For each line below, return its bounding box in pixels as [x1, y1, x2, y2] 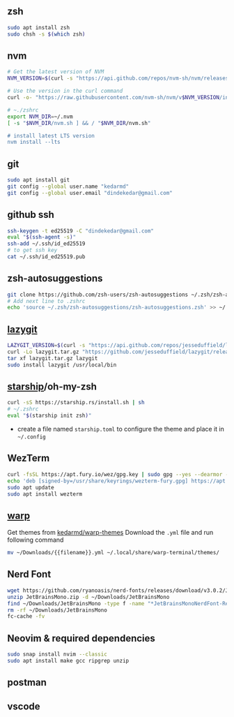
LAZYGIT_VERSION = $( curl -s [7, 342, 86, 349]
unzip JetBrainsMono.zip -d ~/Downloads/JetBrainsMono [7, 593, 170, 600]
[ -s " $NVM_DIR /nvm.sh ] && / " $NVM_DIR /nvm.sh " [7, 119, 151, 126]
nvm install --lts [7, 139, 61, 146]
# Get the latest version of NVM [7, 68, 104, 75]
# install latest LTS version [7, 132, 95, 139]
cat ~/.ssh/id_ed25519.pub [7, 253, 86, 260]
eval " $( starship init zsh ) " [7, 412, 92, 420]
